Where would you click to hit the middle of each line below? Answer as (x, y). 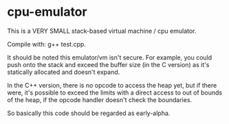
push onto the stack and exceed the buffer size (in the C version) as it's (108, 64)
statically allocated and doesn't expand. (64, 72)
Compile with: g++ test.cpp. (46, 44)
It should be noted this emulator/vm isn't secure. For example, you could (110, 57)
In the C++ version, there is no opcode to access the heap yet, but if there (112, 85)
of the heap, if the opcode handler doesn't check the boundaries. (100, 99)
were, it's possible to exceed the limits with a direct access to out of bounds (115, 92)
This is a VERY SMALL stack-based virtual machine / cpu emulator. (102, 31)
